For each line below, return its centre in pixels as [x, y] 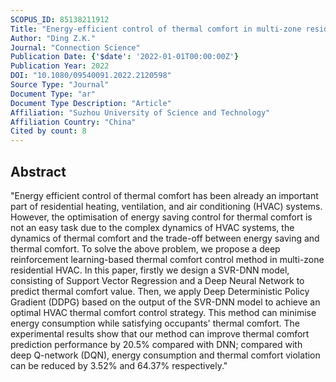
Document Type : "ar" [53, 94]
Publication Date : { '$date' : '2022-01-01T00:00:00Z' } [125, 57]
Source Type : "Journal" [60, 85]
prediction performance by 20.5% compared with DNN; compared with [156, 344]
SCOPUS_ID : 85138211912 [60, 19]
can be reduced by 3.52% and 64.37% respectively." [119, 365]
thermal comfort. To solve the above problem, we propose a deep [145, 248]
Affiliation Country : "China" [73, 122]
